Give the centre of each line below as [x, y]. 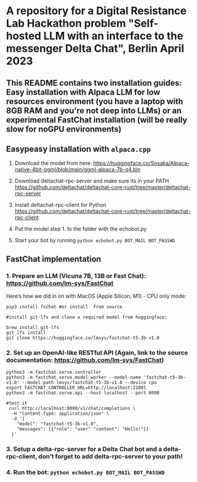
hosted [24, 36]
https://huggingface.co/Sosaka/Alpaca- [142, 163]
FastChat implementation [54, 259]
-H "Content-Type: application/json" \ [60, 414]
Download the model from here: [53, 163]
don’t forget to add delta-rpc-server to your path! [110, 457]
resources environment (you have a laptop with [95, 101]
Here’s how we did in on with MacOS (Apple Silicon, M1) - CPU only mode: [96, 296]
